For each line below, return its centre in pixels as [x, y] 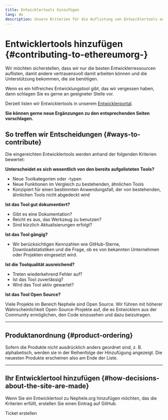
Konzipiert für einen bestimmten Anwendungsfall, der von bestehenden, [86, 189]
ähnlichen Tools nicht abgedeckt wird [51, 195]
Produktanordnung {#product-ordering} [69, 335]
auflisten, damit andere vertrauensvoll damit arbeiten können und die [76, 73]
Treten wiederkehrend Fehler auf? [47, 274]
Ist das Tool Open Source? [33, 294]
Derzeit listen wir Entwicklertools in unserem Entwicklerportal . [69, 103]
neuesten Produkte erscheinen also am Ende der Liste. [61, 357]
